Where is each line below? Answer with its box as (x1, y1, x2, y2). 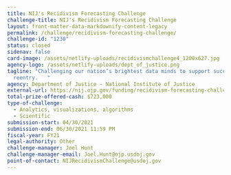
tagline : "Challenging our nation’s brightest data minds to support (7, 68, 211, 74)
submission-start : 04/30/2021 (7, 119, 94, 126)
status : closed (7, 42, 51, 49)
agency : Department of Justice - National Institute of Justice (7, 81, 195, 87)
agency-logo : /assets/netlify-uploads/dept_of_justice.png (7, 61, 180, 68)
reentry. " (13, 74, 51, 81)
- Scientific (13, 112, 51, 119)
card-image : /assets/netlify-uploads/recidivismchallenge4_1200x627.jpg (7, 55, 220, 62)
